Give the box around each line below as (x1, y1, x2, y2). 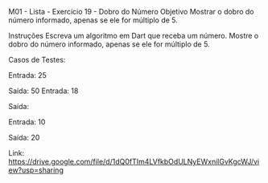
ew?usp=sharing (8, 165, 64, 175)
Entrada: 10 (8, 117, 46, 127)
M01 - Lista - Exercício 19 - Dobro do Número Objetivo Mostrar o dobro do (8, 7, 255, 16)
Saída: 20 (8, 132, 40, 142)
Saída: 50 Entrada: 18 (8, 86, 79, 96)
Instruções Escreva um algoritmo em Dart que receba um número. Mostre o (8, 31, 259, 40)
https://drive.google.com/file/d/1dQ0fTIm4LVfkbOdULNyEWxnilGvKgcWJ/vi (8, 157, 260, 166)
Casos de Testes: (8, 55, 66, 64)
